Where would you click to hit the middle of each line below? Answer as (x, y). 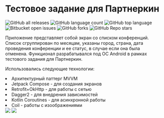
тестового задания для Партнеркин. (44, 59)
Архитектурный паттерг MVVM (45, 78)
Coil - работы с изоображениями (47, 105)
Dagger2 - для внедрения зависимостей (55, 94)
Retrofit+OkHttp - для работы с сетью (52, 89)
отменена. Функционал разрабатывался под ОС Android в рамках (76, 54)
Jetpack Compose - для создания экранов (57, 84)
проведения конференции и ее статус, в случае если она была (73, 48)
